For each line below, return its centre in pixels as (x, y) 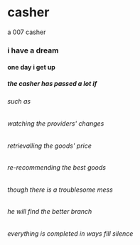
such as (19, 102)
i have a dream (33, 50)
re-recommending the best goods (57, 168)
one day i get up (31, 67)
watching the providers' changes (56, 124)
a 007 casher (27, 32)
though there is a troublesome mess (60, 190)
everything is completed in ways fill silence (70, 234)
